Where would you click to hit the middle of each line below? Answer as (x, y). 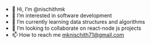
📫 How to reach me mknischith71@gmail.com (68, 35)
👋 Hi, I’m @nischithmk (38, 9)
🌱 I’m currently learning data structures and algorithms (78, 22)
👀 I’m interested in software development (62, 15)
